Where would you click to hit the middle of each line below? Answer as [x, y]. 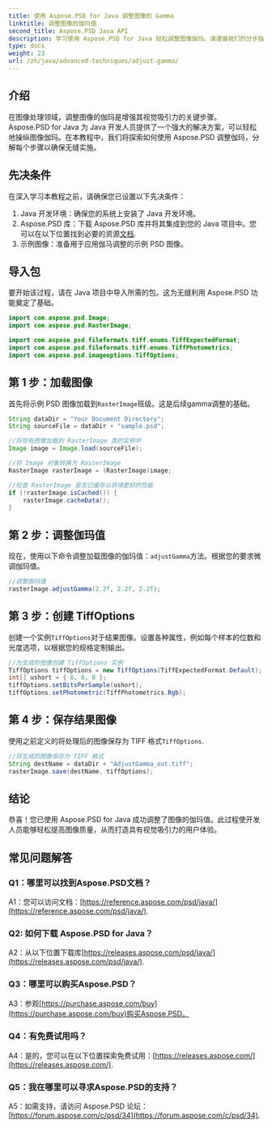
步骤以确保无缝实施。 [65, 147]
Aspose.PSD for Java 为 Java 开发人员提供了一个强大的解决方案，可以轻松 [133, 127]
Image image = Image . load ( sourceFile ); [76, 449]
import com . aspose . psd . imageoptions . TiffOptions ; [94, 355]
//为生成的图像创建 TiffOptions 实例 [66, 663]
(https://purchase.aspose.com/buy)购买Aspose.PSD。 [99, 1013]
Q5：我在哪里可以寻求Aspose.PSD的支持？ [93, 1087]
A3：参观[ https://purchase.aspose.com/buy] [83, 1003]
